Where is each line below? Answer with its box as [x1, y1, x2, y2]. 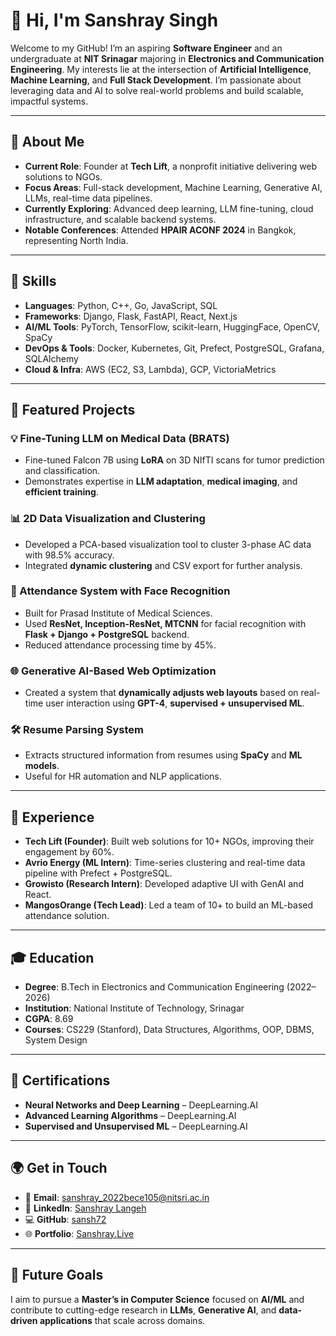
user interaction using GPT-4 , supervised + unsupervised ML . [45, 697, 305, 709]
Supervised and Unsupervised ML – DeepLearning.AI [24, 1120, 248, 1132]
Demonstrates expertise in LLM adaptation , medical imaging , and [24, 475, 298, 488]
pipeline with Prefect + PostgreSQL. [24, 867, 173, 879]
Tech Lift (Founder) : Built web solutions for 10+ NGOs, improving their [24, 835, 315, 848]
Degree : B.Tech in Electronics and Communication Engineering [24, 981, 285, 993]
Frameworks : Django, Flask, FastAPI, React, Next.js [24, 310, 238, 322]
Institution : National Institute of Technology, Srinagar [24, 1002, 245, 1014]
